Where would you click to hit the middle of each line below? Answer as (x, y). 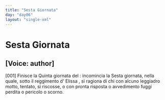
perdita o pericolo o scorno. (34, 92)
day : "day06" (19, 15)
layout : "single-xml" (28, 19)
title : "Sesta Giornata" (32, 10)
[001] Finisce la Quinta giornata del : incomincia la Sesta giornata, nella (80, 76)
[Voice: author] (30, 64)
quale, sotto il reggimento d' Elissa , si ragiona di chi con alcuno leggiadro (83, 81)
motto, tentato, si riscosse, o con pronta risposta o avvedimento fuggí (79, 87)
